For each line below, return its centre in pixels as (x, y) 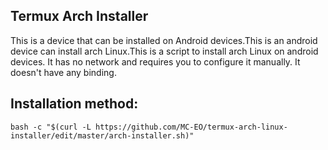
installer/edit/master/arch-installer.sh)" (102, 135)
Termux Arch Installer (79, 16)
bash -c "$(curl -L (51, 127)
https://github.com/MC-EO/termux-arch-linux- (191, 127)
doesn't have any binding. (63, 72)
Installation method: (74, 104)
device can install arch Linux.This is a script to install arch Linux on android (164, 51)
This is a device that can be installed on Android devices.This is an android (164, 40)
